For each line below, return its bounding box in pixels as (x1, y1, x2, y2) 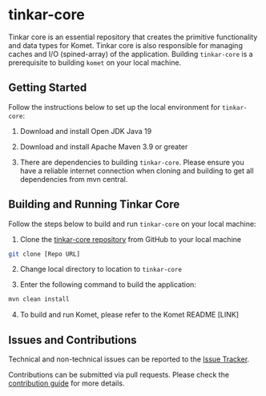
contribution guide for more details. (8, 378, 126, 388)
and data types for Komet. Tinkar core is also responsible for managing (8, 40, 243, 50)
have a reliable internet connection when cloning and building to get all (19, 166, 254, 176)
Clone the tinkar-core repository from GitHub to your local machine (19, 234, 242, 244)
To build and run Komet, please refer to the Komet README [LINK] (19, 310, 239, 320)
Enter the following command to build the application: (19, 280, 196, 289)
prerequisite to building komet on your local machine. (8, 58, 182, 67)
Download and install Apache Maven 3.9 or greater (19, 142, 188, 152)
